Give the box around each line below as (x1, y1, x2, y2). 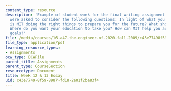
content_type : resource (5, 7, 56, 13)
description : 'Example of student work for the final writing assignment (5, 12, 165, 17)
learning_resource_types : (5, 45, 60, 50)
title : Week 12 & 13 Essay (5, 73, 63, 78)
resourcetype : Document (5, 69, 56, 74)
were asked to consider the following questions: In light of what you (10, 17, 165, 22)
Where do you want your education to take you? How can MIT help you (10, 26, 160, 31)
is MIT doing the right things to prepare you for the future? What (10, 21, 158, 27)
